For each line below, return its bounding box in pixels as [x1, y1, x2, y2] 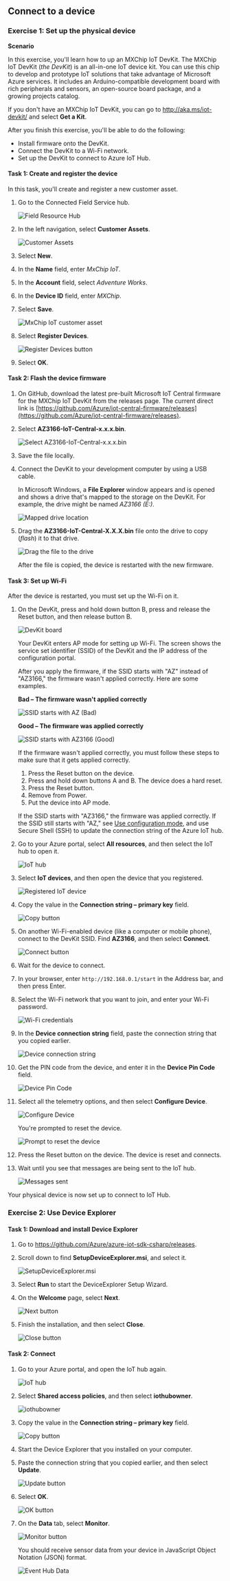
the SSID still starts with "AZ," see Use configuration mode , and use [17, 819, 209, 827]
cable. [17, 472, 36, 481]
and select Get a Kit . [29, 112, 87, 121]
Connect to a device [8, 6, 95, 17]
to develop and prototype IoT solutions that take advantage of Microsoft [8, 70, 211, 78]
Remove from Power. [27, 792, 88, 800]
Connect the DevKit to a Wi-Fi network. [17, 146, 129, 154]
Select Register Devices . [17, 331, 89, 340]
